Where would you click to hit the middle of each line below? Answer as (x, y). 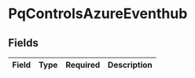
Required (83, 65)
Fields (24, 43)
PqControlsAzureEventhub (98, 14)
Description (130, 65)
